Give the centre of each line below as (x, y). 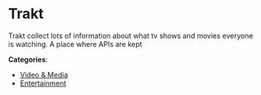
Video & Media (44, 74)
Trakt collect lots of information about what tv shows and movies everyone (130, 36)
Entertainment (43, 83)
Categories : (28, 59)
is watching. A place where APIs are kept (75, 44)
